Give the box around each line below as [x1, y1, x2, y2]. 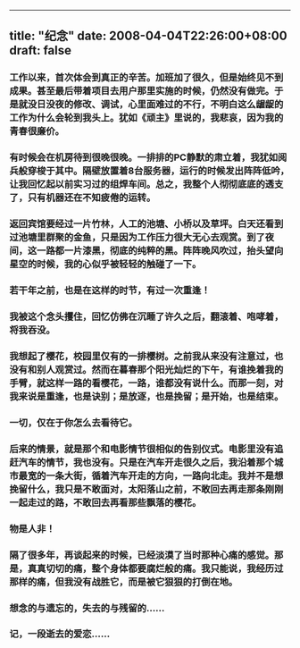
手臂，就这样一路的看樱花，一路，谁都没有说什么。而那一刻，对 [9, 376, 284, 389]
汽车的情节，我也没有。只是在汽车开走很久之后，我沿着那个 [18, 456, 275, 468]
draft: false [9, 43, 71, 58]
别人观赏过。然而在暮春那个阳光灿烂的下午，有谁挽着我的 [37, 363, 284, 375]
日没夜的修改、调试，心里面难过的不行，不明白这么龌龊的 [37, 98, 284, 111]
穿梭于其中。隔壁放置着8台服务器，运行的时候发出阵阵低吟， [27, 164, 290, 177]
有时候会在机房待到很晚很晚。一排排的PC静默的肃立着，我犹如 [9, 151, 279, 164]
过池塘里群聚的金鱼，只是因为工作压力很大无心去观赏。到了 [9, 231, 266, 244]
